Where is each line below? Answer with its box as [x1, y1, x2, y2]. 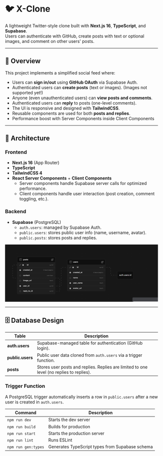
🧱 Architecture [5, 134, 50, 143]
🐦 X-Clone [5, 3, 51, 15]
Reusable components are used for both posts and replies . [12, 110, 130, 116]
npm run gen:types [7, 445, 45, 450]
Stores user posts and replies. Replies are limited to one [37, 364, 148, 370]
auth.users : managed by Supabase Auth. [19, 224, 102, 230]
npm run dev [7, 418, 32, 423]
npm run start [7, 431, 36, 436]
